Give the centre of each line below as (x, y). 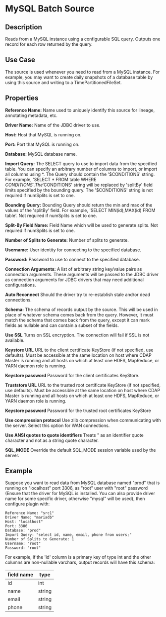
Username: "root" (23, 544)
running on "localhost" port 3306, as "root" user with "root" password (77, 488)
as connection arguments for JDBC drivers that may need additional (74, 280)
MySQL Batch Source (50, 9)
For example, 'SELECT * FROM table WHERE (51, 179)
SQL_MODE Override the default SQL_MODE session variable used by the (81, 450)
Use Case (20, 60)
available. (15, 340)
